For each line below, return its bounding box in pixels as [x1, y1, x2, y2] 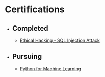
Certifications [5, 4, 65, 15]
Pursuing [12, 52, 42, 61]
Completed [12, 24, 49, 33]
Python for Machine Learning [19, 65, 82, 72]
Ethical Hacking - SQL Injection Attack [19, 37, 100, 43]
